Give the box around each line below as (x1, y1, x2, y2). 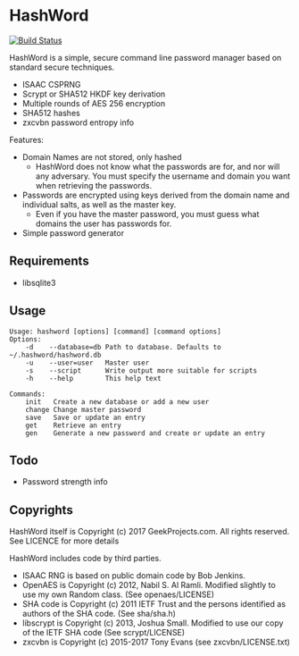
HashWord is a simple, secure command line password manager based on (9, 52, 282, 63)
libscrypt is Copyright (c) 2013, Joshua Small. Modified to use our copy (21, 618, 284, 628)
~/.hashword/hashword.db (9, 350, 102, 359)
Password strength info (21, 476, 109, 487)
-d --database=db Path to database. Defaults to (25, 342, 221, 351)
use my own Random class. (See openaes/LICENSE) (21, 589, 215, 600)
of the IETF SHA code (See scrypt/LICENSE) (21, 627, 186, 638)
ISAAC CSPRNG (21, 79, 81, 89)
